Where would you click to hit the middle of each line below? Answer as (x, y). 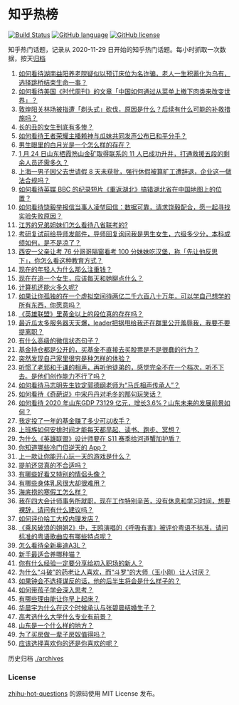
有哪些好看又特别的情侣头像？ (62, 474)
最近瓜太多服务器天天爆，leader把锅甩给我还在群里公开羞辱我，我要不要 (124, 323)
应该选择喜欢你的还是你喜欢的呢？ (68, 643)
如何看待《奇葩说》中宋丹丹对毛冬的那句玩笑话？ (90, 394)
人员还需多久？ (47, 162)
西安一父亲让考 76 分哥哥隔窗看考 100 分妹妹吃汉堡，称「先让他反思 (118, 251)
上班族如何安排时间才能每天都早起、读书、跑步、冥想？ (99, 429)
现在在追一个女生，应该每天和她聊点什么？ (81, 278)
